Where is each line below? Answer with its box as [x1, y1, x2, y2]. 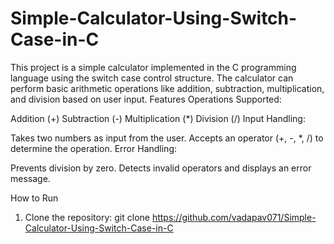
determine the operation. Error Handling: [10, 142, 178, 154]
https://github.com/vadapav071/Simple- [151, 211, 317, 223]
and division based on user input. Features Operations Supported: [10, 93, 282, 105]
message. [10, 172, 51, 184]
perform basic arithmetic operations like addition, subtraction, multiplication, [10, 82, 325, 94]
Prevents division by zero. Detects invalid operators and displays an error [10, 162, 312, 174]
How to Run [10, 192, 59, 204]
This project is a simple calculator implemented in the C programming [10, 61, 297, 73]
